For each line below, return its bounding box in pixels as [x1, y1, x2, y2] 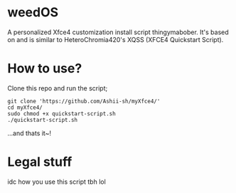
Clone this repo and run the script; [7, 83, 108, 93]
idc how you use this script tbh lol [7, 177, 107, 186]
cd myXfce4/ [7, 104, 43, 111]
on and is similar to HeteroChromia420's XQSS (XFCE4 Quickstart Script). [7, 35, 224, 43]
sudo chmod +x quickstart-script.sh [7, 110, 116, 118]
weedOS [7, 4, 59, 21]
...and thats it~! [7, 129, 52, 137]
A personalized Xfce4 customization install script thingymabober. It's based [7, 28, 229, 36]
